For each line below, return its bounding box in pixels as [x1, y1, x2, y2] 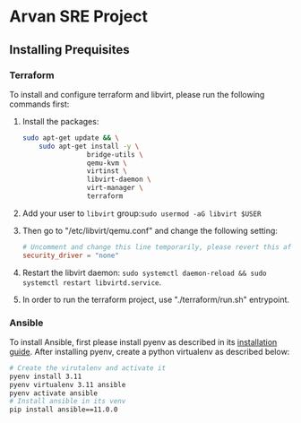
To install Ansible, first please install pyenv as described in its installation [9, 336, 278, 347]
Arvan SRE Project [9, 6, 148, 27]
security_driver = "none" [21, 251, 119, 260]
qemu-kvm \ [86, 159, 127, 168]
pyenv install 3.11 [9, 372, 82, 381]
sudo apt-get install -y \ [39, 142, 140, 151]
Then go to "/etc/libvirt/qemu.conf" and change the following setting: [21, 225, 278, 236]
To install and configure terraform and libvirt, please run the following [9, 89, 265, 99]
